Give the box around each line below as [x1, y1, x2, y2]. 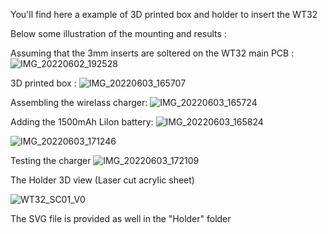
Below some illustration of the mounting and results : [10, 28, 227, 39]
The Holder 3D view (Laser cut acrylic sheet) [10, 174, 195, 186]
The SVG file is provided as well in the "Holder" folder [10, 213, 232, 224]
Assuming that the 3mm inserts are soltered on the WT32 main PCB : [10, 47, 295, 59]
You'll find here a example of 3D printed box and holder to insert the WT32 [10, 9, 318, 20]
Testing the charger [10, 155, 92, 166]
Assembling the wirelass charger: [10, 97, 148, 108]
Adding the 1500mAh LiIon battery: [10, 116, 154, 128]
